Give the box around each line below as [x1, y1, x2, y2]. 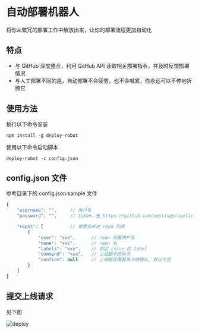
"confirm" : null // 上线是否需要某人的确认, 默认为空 [37, 257, 171, 263]
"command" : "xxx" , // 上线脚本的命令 [37, 251, 131, 257]
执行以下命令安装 [6, 120, 48, 128]
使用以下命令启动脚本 [6, 143, 58, 150]
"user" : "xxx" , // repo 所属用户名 [37, 234, 135, 241]
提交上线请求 [6, 291, 53, 301]
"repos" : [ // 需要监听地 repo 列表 [17, 224, 125, 230]
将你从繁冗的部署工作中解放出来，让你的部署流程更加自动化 [6, 26, 152, 33]
